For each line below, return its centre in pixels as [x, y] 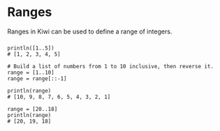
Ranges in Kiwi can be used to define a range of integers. [90, 31]
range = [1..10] [31, 72]
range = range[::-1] [37, 78]
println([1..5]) [31, 48]
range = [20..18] [32, 109]
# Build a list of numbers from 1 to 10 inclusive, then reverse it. [111, 66]
